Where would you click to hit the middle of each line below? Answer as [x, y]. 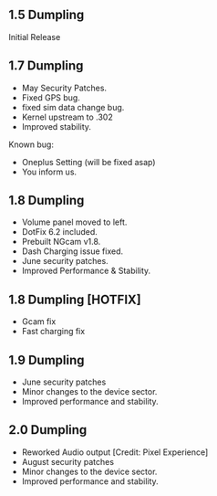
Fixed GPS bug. [51, 97]
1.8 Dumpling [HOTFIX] [75, 299]
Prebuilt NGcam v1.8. [61, 242]
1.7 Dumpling [46, 66]
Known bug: [31, 144]
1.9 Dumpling [46, 360]
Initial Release [35, 37]
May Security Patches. [64, 88]
